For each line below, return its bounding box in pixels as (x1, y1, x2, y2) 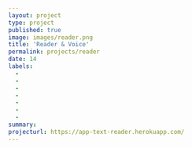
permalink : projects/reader (8, 48, 101, 56)
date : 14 (8, 56, 37, 63)
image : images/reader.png (8, 33, 93, 42)
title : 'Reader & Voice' (8, 41, 90, 49)
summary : (8, 121, 37, 128)
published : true (8, 26, 61, 34)
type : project (8, 19, 55, 27)
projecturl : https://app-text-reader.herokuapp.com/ (8, 128, 185, 135)
